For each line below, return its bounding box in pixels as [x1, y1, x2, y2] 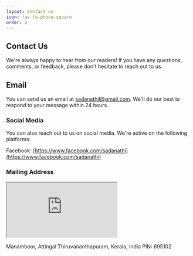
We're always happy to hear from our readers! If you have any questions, [6, 57, 182, 64]
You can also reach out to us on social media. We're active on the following [6, 129, 188, 136]
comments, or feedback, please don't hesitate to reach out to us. [6, 63, 163, 70]
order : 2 [6, 19, 28, 25]
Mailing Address [6, 168, 54, 176]
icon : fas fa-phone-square [6, 14, 72, 20]
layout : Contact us [6, 8, 54, 15]
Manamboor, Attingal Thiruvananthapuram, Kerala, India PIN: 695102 [6, 243, 172, 250]
